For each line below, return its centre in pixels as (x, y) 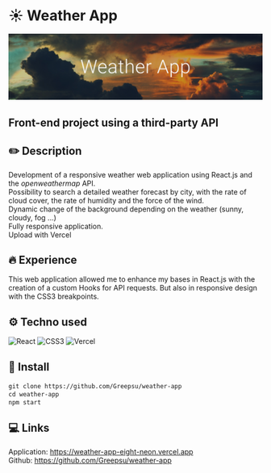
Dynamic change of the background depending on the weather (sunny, (126, 209)
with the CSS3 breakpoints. (54, 296)
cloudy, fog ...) (32, 217)
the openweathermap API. (52, 183)
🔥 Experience (43, 260)
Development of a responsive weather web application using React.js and (130, 174)
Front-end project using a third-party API (114, 122)
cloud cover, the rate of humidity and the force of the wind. (106, 200)
